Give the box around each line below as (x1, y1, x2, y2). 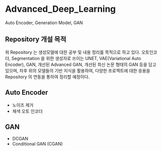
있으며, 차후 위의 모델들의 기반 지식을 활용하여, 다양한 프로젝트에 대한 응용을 (5, 67, 151, 73)
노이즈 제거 (12, 102, 34, 108)
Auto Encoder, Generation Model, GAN (5, 20, 83, 26)
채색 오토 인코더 (12, 108, 43, 114)
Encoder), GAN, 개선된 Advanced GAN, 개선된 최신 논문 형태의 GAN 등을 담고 (5, 61, 157, 67)
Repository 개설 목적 (5, 35, 66, 44)
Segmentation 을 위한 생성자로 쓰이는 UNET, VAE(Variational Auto (11, 55, 141, 61)
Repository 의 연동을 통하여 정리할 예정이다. (5, 74, 90, 80)
